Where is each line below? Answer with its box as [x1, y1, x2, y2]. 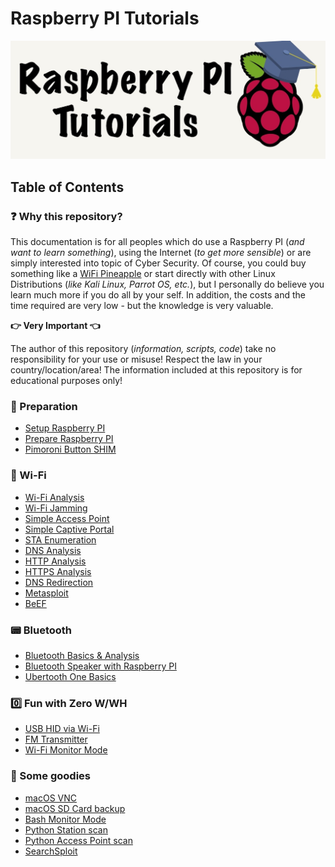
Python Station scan [24, 823, 108, 836]
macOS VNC [24, 792, 77, 804]
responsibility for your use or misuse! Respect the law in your [10, 353, 263, 366]
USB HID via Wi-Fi [24, 723, 100, 735]
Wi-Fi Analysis [24, 491, 85, 503]
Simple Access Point [24, 512, 110, 524]
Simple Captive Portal [24, 523, 115, 535]
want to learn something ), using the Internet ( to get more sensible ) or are [10, 247, 312, 259]
